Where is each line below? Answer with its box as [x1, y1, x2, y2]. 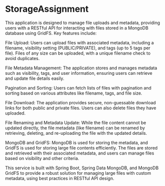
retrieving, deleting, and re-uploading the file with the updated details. [5, 130, 147, 136]
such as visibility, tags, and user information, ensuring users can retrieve [5, 70, 153, 76]
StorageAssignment [5, 3, 89, 15]
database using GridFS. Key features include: [5, 30, 97, 36]
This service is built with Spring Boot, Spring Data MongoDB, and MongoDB [5, 165, 159, 171]
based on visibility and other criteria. [5, 155, 80, 161]
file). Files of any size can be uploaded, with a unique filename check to [5, 50, 151, 56]
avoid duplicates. [5, 55, 40, 61]
